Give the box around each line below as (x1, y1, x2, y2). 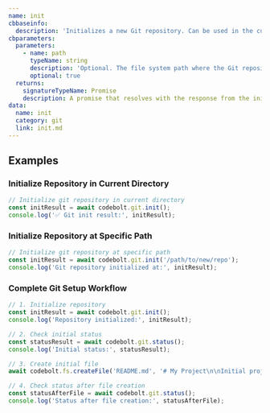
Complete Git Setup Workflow (8, 283, 127, 294)
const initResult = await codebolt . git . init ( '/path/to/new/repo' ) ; (8, 256, 239, 264)
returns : (15, 79, 45, 87)
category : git (15, 117, 63, 125)
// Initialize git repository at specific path (8, 249, 171, 257)
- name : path (22, 49, 67, 57)
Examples (8, 154, 59, 167)
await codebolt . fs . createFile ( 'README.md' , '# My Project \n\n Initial (8, 367, 247, 375)
